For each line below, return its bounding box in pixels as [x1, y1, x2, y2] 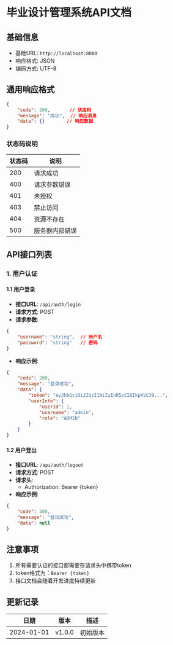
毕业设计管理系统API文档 [6, 6, 131, 20]
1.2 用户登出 [6, 446, 37, 453]
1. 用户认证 [6, 269, 38, 278]
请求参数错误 [34, 181, 72, 189]
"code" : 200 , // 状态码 [17, 107, 92, 113]
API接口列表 [6, 249, 53, 260]
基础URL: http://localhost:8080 [15, 50, 98, 57]
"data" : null [17, 520, 51, 526]
